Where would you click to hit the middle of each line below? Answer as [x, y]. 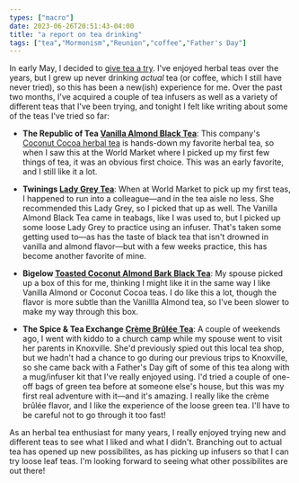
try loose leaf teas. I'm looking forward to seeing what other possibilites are [149, 461]
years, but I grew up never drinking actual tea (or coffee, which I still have [146, 78]
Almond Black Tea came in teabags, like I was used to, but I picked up [151, 218]
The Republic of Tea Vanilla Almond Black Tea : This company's [141, 134]
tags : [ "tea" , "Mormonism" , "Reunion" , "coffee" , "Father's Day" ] [128, 43]
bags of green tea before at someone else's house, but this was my [159, 387]
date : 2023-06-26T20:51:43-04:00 [72, 26]
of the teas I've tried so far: [59, 116]
